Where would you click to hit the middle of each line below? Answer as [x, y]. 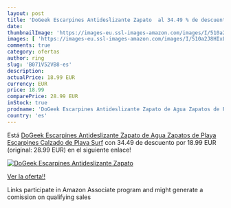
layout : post [26, 13]
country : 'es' [27, 115]
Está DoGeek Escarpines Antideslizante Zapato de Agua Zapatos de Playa [112, 135]
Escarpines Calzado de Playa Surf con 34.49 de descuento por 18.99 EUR [112, 142]
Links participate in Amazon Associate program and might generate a [105, 189]
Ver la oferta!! [26, 176]
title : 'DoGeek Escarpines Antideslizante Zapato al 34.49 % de [102, 20]
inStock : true [27, 103]
